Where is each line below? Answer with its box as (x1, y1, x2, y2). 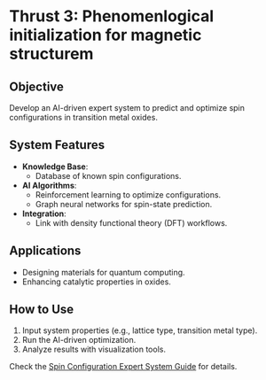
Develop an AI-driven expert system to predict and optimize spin (9, 103, 246, 112)
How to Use (9, 302, 74, 317)
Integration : (21, 208, 66, 219)
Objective (9, 79, 65, 94)
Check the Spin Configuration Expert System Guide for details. (9, 361, 238, 372)
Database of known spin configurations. (35, 170, 182, 181)
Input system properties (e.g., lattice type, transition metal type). (21, 325, 258, 336)
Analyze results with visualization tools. (21, 344, 167, 355)
